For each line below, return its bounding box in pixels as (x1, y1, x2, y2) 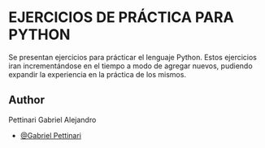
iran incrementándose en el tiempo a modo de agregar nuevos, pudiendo (8, 61, 254, 71)
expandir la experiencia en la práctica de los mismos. (8, 69, 187, 79)
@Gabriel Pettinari (20, 130, 81, 140)
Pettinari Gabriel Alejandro (8, 115, 97, 124)
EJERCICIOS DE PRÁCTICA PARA (8, 8, 234, 27)
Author (8, 94, 45, 107)
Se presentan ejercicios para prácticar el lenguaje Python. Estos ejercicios (8, 52, 258, 62)
